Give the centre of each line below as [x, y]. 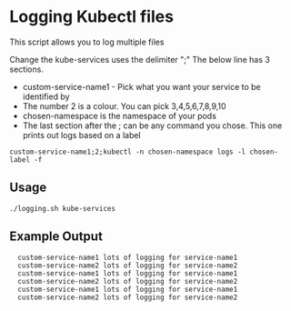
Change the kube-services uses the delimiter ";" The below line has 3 [140, 59]
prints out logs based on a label [81, 135]
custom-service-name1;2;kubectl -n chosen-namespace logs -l [128, 152]
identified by [46, 96]
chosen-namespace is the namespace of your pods [119, 115]
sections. [26, 69]
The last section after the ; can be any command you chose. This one [152, 125]
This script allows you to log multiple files [87, 42]
